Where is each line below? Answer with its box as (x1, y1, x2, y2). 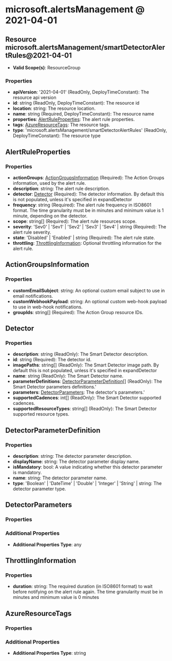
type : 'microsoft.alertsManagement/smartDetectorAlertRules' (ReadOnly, (12, 127, 167, 133)
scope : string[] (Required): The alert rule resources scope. (12, 218, 137, 224)
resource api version (12, 94, 56, 101)
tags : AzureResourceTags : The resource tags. (12, 122, 110, 128)
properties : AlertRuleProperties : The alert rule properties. (12, 116, 135, 123)
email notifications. (12, 293, 53, 299)
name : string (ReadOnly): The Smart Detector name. (12, 373, 124, 379)
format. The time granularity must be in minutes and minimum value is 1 (12, 207, 164, 213)
